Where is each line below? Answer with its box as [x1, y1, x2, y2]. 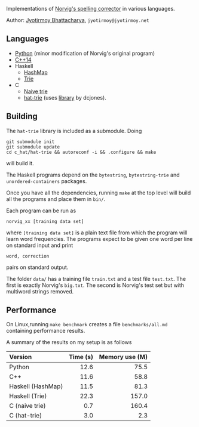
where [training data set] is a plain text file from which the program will [6, 229, 188, 236]
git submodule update [6, 144, 60, 150]
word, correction [6, 253, 50, 259]
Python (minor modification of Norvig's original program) [14, 49, 155, 57]
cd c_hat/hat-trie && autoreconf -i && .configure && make [6, 149, 157, 155]
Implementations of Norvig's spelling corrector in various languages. [6, 5, 175, 12]
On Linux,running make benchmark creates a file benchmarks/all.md [6, 321, 168, 328]
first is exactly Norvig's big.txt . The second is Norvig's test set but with [6, 281, 184, 289]
